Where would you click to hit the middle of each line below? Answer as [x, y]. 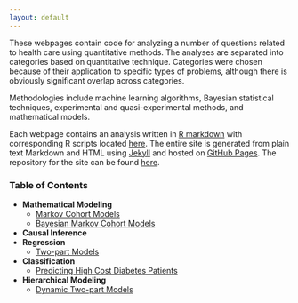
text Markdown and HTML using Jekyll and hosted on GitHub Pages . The [143, 153]
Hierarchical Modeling [64, 280]
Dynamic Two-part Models [84, 289]
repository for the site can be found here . [85, 162]
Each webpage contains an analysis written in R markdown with [126, 133]
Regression [44, 242]
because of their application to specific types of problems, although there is [148, 71]
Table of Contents [49, 185]
